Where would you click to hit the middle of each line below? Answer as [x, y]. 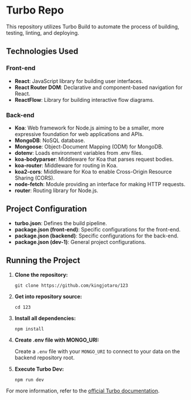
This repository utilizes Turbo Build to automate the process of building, [93, 27]
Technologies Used [42, 52]
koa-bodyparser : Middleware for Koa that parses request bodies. [94, 159]
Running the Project [43, 261]
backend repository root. [45, 358]
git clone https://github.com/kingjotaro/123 [71, 285]
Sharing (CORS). [34, 178]
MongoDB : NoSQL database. [50, 140]
